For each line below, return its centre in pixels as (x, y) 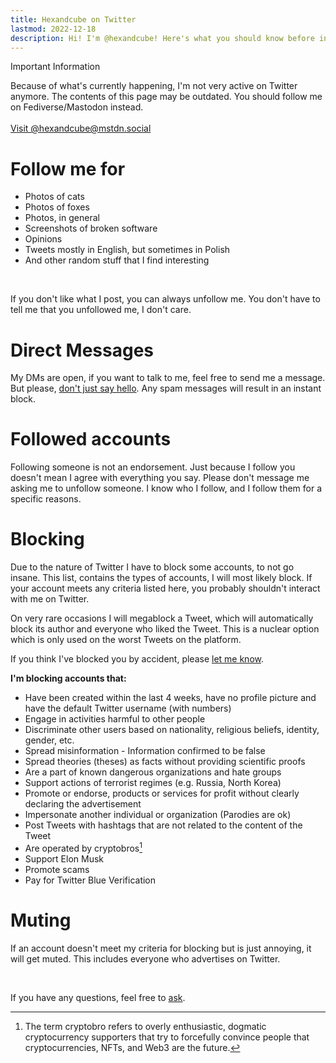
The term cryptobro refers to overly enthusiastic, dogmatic (145, 1026)
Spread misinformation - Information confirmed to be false (145, 751)
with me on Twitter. (50, 599)
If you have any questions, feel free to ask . (98, 997)
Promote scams (57, 869)
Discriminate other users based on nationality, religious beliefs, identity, (172, 730)
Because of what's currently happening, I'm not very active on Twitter (154, 86)
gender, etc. (49, 740)
